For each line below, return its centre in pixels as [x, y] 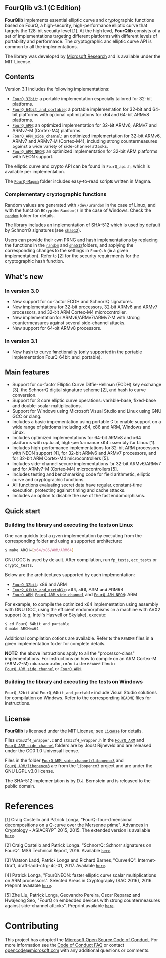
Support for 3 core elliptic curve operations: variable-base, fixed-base [84, 400]
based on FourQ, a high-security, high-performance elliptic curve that [76, 25]
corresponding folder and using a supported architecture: [64, 541]
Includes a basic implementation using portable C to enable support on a [86, 421]
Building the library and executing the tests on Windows [74, 681]
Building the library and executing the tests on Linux [69, 525]
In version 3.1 [21, 341]
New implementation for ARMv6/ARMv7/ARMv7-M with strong [76, 317]
